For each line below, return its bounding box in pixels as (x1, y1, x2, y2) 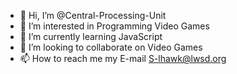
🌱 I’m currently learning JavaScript (19, 31, 163, 42)
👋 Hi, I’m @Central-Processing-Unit (19, 10, 167, 21)
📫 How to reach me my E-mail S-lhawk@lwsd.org (19, 53, 227, 64)
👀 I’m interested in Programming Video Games (19, 20, 210, 32)
